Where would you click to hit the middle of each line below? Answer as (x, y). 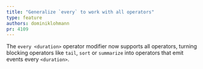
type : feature (24, 18)
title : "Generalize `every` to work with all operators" (80, 12)
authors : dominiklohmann (38, 23)
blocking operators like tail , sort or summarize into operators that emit (95, 53)
